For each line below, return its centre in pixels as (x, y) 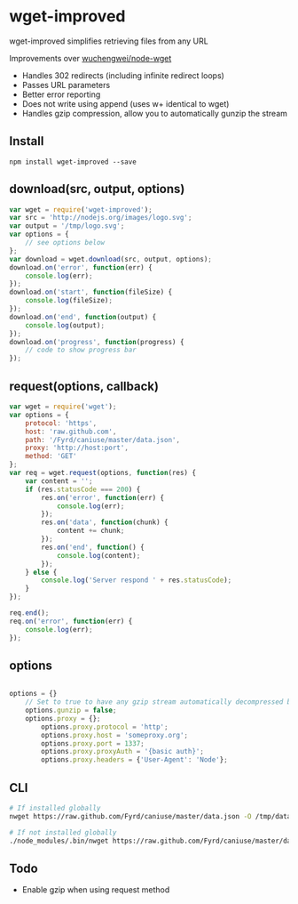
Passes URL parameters (66, 85)
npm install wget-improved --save (73, 162)
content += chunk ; (90, 531)
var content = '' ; (59, 481)
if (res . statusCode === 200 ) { (83, 489)
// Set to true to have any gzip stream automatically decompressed (154, 702)
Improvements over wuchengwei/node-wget (90, 58)
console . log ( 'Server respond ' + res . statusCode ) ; (137, 580)
